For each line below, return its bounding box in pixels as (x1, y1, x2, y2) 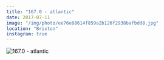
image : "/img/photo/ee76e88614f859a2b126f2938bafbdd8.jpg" (6, 20, 159, 26)
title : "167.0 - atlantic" (6, 8, 75, 15)
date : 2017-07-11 (6, 14, 50, 20)
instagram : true (6, 31, 47, 37)
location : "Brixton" (6, 25, 59, 32)
